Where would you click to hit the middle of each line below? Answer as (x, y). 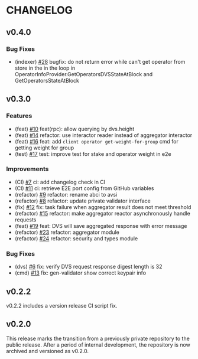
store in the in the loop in (45, 68)
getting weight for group (44, 148)
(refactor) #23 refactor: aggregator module (67, 232)
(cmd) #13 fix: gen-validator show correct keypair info (80, 273)
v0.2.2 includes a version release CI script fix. (62, 305)
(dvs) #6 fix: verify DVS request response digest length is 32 (88, 267)
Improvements (27, 169)
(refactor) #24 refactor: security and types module (76, 238)
